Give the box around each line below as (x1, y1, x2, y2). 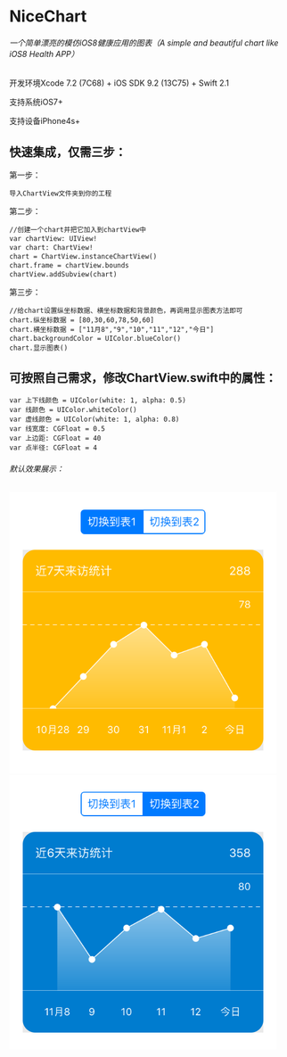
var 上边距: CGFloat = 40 (9, 434, 102, 443)
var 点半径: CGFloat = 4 (9, 443, 98, 452)
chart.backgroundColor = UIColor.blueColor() (9, 334, 181, 343)
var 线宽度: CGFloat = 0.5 (9, 425, 105, 434)
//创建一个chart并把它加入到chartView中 (9, 226, 147, 235)
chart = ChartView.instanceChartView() (9, 252, 158, 261)
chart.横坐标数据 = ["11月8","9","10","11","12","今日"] (9, 326, 215, 334)
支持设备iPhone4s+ (9, 116, 81, 127)
